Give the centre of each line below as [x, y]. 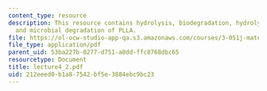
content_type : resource [48, 15]
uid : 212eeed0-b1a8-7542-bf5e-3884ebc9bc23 [81, 74]
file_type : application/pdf [55, 45]
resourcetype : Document [48, 60]
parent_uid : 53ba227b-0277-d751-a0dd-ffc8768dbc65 [94, 52]
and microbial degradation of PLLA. [76, 30]
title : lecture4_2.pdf [46, 67]
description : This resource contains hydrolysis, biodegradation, [120, 23]
